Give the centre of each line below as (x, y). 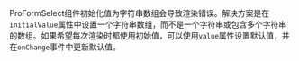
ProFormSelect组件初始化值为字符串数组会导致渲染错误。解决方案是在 (140, 13)
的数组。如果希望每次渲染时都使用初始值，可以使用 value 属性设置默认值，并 (149, 35)
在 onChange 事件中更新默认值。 (65, 47)
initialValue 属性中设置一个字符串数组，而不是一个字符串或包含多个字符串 (148, 24)
